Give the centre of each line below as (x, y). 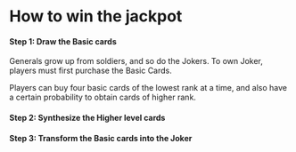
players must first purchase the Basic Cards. (90, 71)
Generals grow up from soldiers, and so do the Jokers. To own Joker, (136, 61)
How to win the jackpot (96, 16)
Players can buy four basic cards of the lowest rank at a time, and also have (148, 88)
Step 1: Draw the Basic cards (63, 41)
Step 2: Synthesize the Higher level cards (87, 117)
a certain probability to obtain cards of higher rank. (103, 97)
